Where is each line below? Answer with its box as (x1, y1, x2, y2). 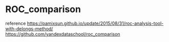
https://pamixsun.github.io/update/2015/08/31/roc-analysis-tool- (27, 20, 164, 26)
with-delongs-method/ (5, 25, 53, 31)
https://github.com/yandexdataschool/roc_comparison (5, 31, 120, 37)
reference (5, 20, 26, 26)
